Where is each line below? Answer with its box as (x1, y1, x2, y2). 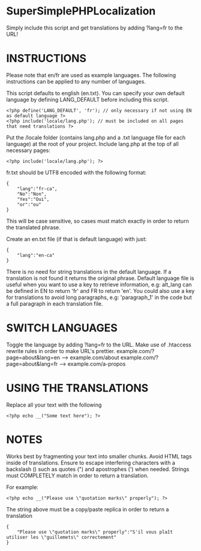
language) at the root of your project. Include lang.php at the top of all (6, 140, 179, 147)
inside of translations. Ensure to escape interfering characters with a (6, 459, 175, 466)
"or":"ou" (17, 202, 42, 208)
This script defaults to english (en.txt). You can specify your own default (6, 89, 185, 97)
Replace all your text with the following (6, 401, 102, 408)
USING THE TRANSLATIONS (6, 381, 149, 395)
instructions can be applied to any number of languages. (6, 78, 146, 85)
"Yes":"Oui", (17, 196, 50, 202)
